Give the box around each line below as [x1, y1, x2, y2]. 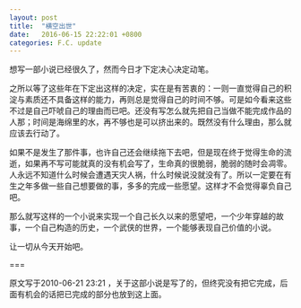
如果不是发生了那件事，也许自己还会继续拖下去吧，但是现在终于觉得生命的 [9, 147, 284, 158]
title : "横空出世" [9, 22, 77, 31]
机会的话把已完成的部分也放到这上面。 [24, 289, 167, 300]
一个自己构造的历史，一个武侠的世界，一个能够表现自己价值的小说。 [24, 222, 276, 233]
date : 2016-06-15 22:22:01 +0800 [9, 30, 142, 39]
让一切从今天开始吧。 [9, 242, 88, 252]
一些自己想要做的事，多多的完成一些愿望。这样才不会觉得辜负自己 [47, 180, 292, 191]
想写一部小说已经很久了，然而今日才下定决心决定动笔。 [9, 64, 213, 75]
